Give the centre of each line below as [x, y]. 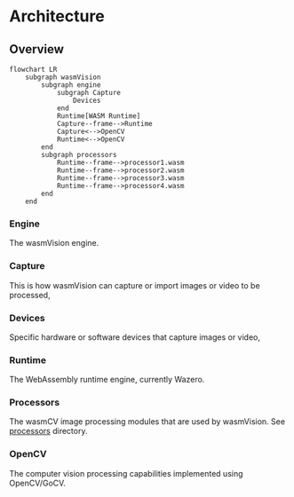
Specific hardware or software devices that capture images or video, [135, 337]
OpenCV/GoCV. [38, 483]
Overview [37, 49]
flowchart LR [33, 69]
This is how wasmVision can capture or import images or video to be [135, 285]
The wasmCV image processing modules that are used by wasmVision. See [147, 422]
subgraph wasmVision [63, 77]
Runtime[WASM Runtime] [99, 116]
